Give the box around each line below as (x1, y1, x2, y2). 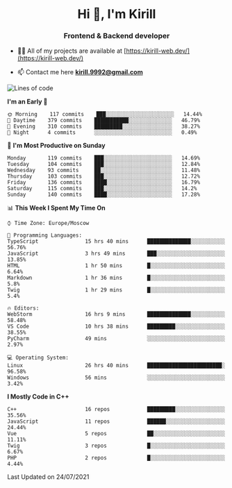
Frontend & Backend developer (63, 31, 170, 41)
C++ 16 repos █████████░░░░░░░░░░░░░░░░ (7, 406, 226, 413)
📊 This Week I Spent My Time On (7, 204, 106, 212)
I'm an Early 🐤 (7, 97, 48, 106)
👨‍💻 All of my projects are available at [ (17, 47, 126, 55)
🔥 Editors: (7, 305, 40, 312)
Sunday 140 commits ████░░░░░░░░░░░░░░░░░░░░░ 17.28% (7, 191, 200, 199)
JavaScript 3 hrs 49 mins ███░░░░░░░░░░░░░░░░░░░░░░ (7, 250, 226, 258)
